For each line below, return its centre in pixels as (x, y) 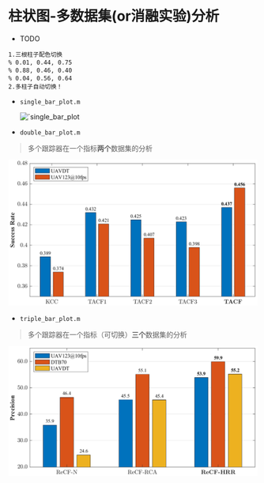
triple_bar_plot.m (50, 319)
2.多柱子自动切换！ (36, 87)
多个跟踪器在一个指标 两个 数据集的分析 (90, 148)
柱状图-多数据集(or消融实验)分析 (114, 16)
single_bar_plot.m (50, 102)
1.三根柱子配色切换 (36, 55)
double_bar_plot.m (50, 132)
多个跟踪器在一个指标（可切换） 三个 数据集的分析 (107, 335)
